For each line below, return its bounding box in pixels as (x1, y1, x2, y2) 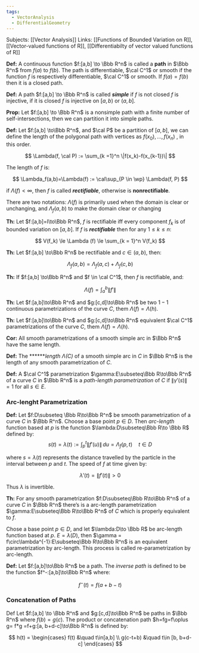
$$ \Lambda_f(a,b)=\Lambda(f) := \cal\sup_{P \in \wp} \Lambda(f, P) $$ (12, 175, 188, 182)
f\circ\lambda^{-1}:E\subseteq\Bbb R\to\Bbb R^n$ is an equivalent (6, 538, 168, 545)
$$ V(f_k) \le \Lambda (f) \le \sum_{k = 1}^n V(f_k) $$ (35, 237, 166, 245)
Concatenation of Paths (6, 596, 76, 604)
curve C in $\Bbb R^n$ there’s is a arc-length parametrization (6, 501, 157, 508)
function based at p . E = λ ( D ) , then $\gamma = (6, 531, 122, 539)
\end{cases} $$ (84, 640, 123, 647)
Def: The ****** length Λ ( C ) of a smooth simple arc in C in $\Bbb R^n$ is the (6, 352, 193, 360)
